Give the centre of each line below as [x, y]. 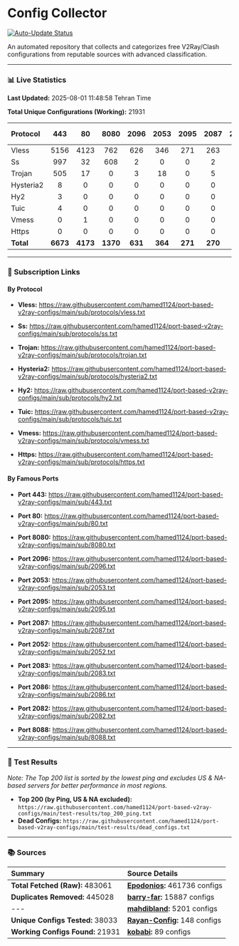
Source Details [152, 873]
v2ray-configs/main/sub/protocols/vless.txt [81, 312]
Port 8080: [34, 537]
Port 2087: [34, 622]
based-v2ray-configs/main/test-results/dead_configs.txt [104, 827]
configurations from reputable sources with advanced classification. [107, 54]
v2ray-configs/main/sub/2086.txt [67, 694]
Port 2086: [34, 687]
